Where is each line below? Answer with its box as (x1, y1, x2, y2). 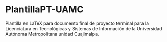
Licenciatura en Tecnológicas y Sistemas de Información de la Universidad (5, 25, 162, 31)
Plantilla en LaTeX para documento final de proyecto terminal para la (5, 20, 149, 26)
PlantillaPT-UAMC (5, 4, 84, 15)
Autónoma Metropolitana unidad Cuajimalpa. (5, 31, 99, 37)
